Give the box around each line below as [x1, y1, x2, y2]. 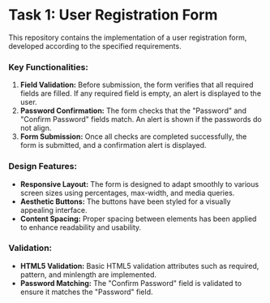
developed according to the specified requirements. [8, 41, 182, 50]
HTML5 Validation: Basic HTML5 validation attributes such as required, [19, 261, 259, 271]
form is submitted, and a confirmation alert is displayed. [19, 141, 207, 150]
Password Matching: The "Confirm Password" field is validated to [19, 278, 242, 288]
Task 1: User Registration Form [8, 6, 218, 24]
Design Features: [8, 161, 77, 172]
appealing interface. [19, 205, 88, 214]
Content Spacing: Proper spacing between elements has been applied [19, 214, 257, 223]
